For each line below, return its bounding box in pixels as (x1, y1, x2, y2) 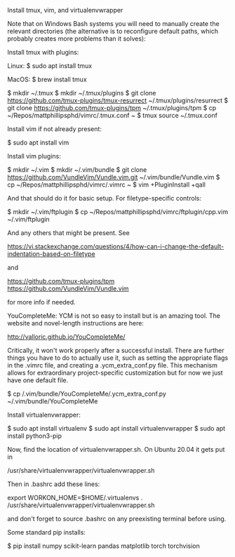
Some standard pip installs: (7, 528, 86, 536)
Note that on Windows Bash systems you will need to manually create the (7, 20, 220, 27)
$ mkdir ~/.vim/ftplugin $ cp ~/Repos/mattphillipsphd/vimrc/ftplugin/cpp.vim (7, 208, 229, 216)
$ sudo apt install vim (7, 138, 69, 147)
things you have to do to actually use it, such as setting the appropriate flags (7, 354, 229, 362)
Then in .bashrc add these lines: (7, 480, 100, 488)
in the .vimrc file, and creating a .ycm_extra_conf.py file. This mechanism (7, 361, 217, 369)
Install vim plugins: (7, 152, 62, 160)
